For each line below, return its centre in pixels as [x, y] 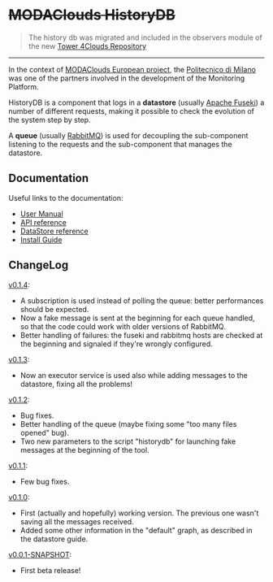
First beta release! [50, 570]
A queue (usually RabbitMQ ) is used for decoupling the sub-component [128, 135]
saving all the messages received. [77, 521]
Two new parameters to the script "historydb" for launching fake [128, 441]
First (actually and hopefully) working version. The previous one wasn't [139, 513]
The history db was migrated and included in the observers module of [145, 37]
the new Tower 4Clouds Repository [87, 46]
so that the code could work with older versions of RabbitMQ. [123, 326]
